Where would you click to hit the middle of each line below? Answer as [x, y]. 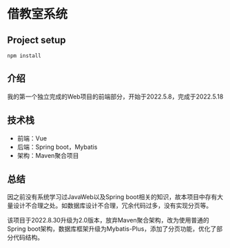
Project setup [37, 40]
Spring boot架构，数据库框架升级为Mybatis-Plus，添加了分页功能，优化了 [112, 229]
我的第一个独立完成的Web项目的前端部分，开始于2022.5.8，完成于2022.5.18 [115, 96]
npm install [24, 56]
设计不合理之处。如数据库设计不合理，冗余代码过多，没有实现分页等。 [112, 206]
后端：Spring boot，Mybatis [57, 147]
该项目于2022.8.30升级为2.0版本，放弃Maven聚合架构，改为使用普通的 [108, 220]
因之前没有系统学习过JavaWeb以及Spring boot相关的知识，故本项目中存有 [112, 197]
